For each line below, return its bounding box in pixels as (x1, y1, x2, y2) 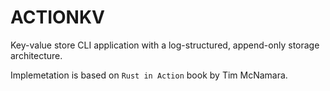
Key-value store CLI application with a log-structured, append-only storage (10, 39, 320, 51)
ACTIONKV (10, 6, 105, 29)
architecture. (10, 49, 63, 61)
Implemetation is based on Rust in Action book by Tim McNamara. (10, 69, 288, 81)
